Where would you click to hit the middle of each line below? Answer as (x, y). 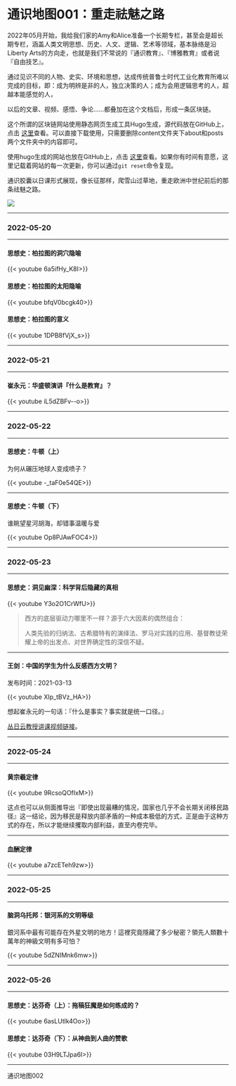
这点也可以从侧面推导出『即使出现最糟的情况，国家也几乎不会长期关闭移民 (115, 807)
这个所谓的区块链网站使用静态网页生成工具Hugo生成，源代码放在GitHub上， (118, 124)
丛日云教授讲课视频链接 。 (44, 726)
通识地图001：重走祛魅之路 (86, 14)
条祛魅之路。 (26, 189)
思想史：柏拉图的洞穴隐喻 (44, 253)
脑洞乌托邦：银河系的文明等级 (50, 915)
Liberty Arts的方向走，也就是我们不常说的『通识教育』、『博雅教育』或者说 (113, 53)
